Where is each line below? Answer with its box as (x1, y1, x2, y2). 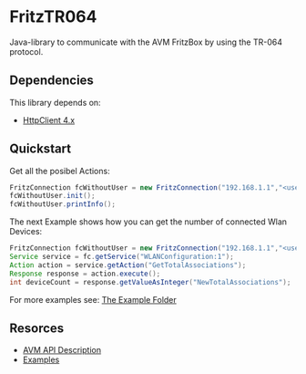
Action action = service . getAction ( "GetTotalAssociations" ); (9, 260, 247, 270)
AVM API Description (22, 345, 102, 356)
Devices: (9, 226, 43, 237)
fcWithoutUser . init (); (9, 192, 96, 201)
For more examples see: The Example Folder (9, 294, 178, 305)
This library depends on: (9, 97, 102, 108)
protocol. (9, 46, 44, 57)
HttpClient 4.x (22, 114, 76, 125)
